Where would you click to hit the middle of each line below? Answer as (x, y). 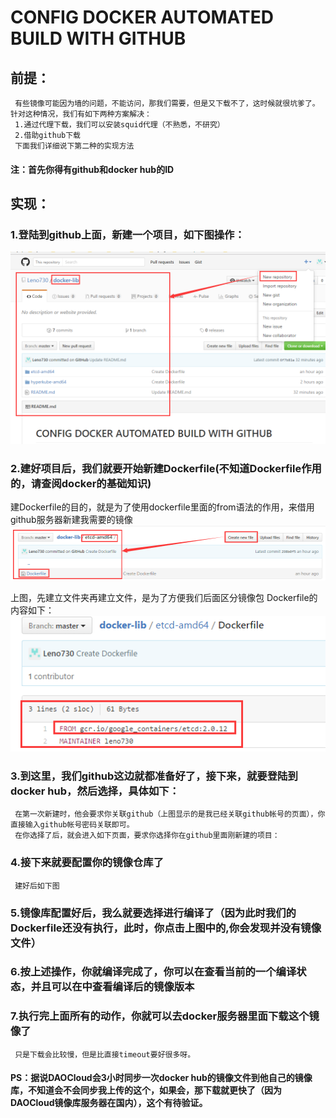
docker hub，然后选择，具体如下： (95, 791)
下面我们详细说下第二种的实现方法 (74, 146)
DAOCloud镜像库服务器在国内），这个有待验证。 (109, 1103)
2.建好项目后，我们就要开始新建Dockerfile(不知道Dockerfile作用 (166, 468)
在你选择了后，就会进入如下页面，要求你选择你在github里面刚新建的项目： (147, 836)
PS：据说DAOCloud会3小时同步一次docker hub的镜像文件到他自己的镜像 (161, 1078)
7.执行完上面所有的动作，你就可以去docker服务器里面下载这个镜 (165, 1016)
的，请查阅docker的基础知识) (81, 483)
